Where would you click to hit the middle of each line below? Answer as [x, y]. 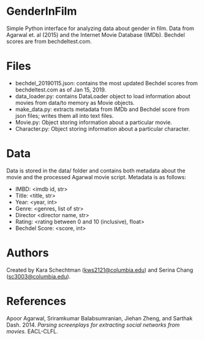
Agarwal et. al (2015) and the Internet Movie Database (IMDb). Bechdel [96, 34]
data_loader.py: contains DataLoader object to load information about [103, 96]
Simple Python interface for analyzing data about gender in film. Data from [100, 28]
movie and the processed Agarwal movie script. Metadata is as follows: [96, 177]
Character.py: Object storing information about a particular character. [103, 129]
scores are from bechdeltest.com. [49, 41]
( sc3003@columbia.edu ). [39, 276]
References [36, 301]
